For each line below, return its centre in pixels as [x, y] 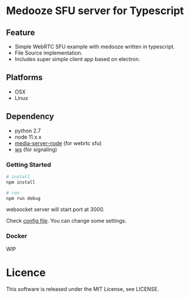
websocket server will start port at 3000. [55, 209]
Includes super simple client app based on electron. [77, 59]
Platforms [24, 78]
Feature [21, 33]
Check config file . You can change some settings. [66, 221]
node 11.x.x [28, 137]
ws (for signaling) [36, 149]
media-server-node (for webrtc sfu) [58, 143]
